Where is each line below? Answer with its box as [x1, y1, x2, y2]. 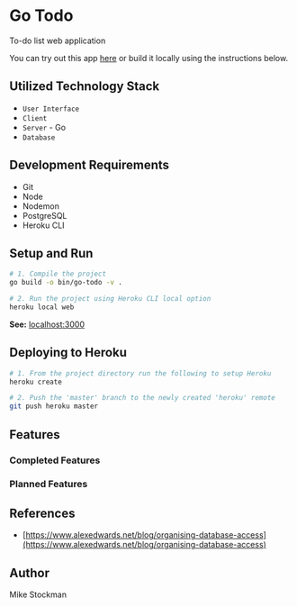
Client [22, 113, 48, 122]
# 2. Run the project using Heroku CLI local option [9, 294, 211, 303]
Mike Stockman [9, 589, 67, 600]
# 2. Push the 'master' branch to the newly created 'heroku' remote [9, 394, 276, 403]
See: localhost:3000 [9, 319, 85, 330]
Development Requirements [9, 158, 169, 173]
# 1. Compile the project [9, 269, 106, 279]
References [9, 505, 76, 521]
